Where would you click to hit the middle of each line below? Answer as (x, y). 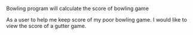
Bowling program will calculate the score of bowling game (78, 8)
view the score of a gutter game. (46, 26)
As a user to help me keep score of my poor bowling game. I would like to (96, 20)
